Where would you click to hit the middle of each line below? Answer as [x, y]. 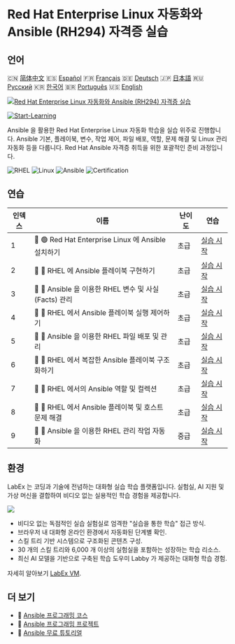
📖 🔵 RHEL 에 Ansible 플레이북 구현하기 [94, 270]
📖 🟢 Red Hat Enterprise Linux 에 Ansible [100, 239]
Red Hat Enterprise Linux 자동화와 [105, 14]
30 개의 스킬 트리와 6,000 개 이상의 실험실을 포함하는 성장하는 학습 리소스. [119, 549]
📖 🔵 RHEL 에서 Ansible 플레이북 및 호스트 [99, 407]
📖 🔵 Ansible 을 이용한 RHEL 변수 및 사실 [97, 289]
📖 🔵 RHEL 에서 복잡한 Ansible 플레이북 [94, 360]
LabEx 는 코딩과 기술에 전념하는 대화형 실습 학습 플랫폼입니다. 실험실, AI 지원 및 [116, 486]
